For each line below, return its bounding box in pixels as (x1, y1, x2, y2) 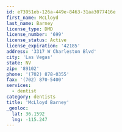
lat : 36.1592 (12, 111, 45, 117)
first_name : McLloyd (6, 15, 59, 21)
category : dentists (6, 94, 56, 100)
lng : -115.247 (12, 116, 48, 122)
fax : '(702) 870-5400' (6, 77, 64, 83)
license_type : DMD (6, 26, 53, 32)
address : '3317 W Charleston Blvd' (6, 49, 97, 55)
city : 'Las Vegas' (6, 54, 53, 60)
